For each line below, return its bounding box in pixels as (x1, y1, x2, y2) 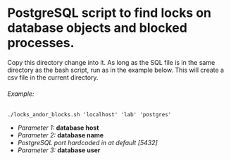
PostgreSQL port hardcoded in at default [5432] (17, 139, 158, 147)
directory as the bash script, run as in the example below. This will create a (7, 66, 224, 74)
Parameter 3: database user (17, 146, 101, 154)
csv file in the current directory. (7, 73, 99, 82)
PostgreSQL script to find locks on (7, 5, 212, 21)
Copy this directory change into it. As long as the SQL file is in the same (7, 58, 216, 66)
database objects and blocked (7, 20, 188, 36)
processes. (7, 35, 75, 51)
